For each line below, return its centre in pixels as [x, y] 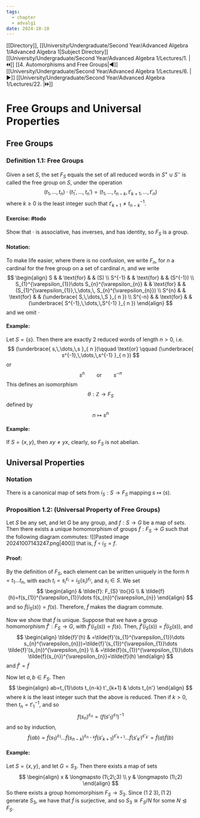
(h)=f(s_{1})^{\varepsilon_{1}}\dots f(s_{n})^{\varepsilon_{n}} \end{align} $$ [101, 597]
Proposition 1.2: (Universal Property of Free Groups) [83, 509]
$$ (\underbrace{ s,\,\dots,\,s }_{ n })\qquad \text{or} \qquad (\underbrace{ [101, 349]
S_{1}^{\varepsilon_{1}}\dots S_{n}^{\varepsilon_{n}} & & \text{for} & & [101, 284]
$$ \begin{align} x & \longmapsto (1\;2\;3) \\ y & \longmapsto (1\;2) [101, 777]
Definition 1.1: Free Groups [45, 161]
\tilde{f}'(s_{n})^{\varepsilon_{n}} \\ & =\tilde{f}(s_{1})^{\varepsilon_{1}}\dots [101, 650]
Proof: [14, 559]
